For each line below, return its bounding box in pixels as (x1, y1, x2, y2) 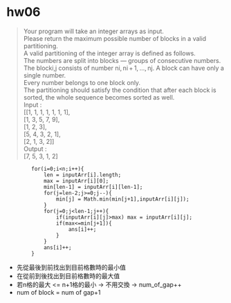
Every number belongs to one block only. (23, 78, 141, 86)
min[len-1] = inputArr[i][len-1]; (43, 183, 143, 190)
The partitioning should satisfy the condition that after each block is (23, 86, 216, 94)
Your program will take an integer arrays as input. (23, 27, 164, 35)
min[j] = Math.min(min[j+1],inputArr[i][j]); (55, 195, 190, 203)
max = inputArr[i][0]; (43, 177, 109, 184)
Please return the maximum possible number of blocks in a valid (23, 34, 207, 42)
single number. (23, 71, 66, 80)
